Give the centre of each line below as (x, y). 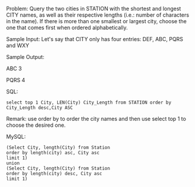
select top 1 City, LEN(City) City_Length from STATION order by (89, 102)
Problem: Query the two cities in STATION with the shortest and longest (94, 9)
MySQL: (16, 137)
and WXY (18, 45)
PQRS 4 (16, 80)
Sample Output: (25, 57)
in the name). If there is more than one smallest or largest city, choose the (97, 21)
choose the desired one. (36, 125)
